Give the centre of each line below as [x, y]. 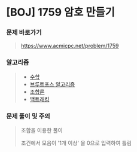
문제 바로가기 [24, 32]
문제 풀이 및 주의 [28, 116]
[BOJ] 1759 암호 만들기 [60, 12]
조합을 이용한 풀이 [42, 130]
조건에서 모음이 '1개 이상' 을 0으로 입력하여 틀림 [76, 143]
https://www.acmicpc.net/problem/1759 [70, 46]
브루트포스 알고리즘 [52, 84]
